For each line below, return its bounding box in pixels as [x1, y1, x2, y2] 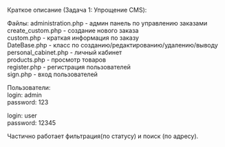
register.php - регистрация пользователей [7, 63, 131, 71]
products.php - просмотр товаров [7, 56, 107, 64]
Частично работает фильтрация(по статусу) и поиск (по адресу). [7, 132, 199, 140]
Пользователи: [7, 84, 51, 91]
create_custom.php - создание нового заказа [7, 27, 139, 34]
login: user [7, 111, 38, 120]
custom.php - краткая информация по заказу [7, 34, 140, 42]
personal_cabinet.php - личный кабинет [7, 48, 122, 56]
